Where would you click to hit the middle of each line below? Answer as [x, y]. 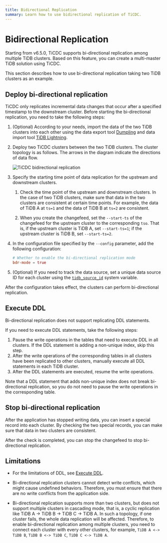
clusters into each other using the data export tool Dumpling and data [84, 132]
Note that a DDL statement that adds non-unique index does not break [77, 381]
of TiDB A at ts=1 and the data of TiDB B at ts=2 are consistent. [84, 208]
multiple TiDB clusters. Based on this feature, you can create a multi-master [83, 59]
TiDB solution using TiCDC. [33, 64]
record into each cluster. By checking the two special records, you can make [84, 425]
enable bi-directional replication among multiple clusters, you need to [84, 524]
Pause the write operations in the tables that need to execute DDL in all [85, 340]
